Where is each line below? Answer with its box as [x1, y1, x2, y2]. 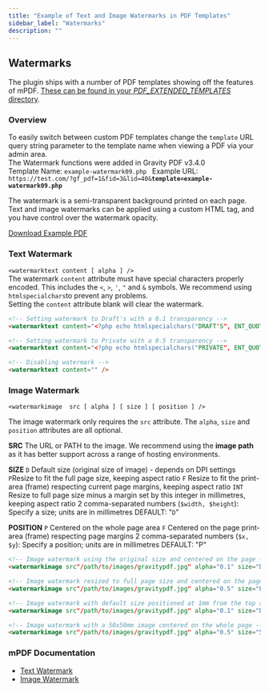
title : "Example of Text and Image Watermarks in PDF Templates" [8, 11, 231, 20]
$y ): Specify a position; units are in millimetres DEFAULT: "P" [8, 540, 207, 550]
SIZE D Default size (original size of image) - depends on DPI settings [8, 465, 236, 474]
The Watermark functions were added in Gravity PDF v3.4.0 [8, 158, 206, 168]
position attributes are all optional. [8, 426, 123, 435]
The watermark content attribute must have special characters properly [8, 274, 244, 283]
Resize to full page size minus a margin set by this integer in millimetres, [8, 490, 246, 500]
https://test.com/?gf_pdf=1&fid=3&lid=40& [8, 175, 152, 183]
